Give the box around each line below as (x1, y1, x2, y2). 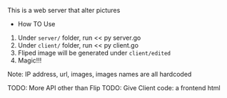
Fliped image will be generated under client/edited (17, 49, 171, 57)
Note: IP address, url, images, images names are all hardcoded (7, 70, 192, 78)
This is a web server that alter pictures (7, 6, 121, 14)
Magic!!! (17, 56, 42, 65)
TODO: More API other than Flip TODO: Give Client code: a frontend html (7, 84, 221, 92)
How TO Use (17, 20, 56, 28)
